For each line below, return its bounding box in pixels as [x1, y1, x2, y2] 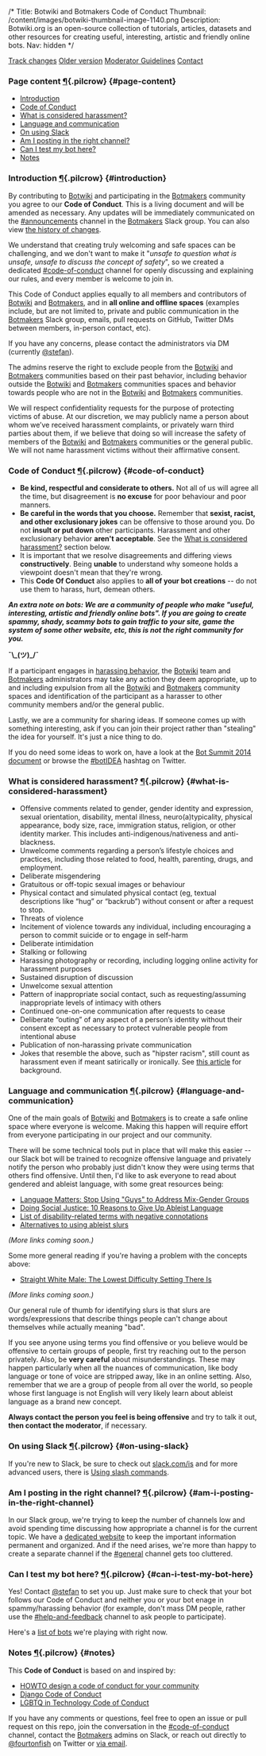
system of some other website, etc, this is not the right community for [8, 625, 244, 634]
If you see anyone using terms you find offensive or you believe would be [8, 1338, 249, 1347]
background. [19, 1065, 62, 1076]
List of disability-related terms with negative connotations [19, 1211, 209, 1221]
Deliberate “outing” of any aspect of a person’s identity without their [19, 1015, 242, 1025]
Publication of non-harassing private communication [19, 1041, 192, 1050]
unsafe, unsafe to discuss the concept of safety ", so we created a [8, 257, 225, 266]
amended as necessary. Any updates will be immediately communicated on [8, 207, 256, 217]
